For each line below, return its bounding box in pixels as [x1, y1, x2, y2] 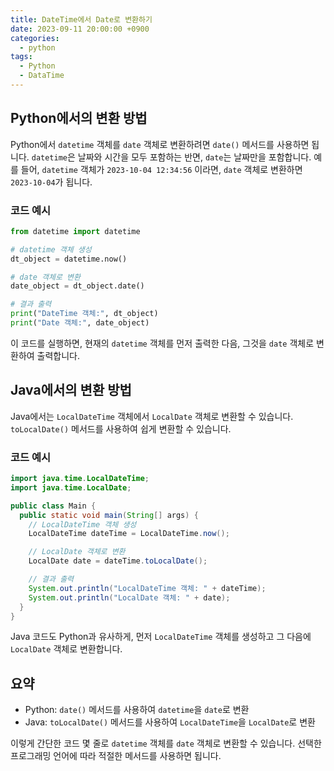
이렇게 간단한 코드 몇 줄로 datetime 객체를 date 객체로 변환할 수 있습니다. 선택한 [10, 737, 322, 750]
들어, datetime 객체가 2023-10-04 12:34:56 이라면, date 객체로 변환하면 [20, 163, 303, 175]
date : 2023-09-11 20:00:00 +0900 [10, 24, 150, 34]
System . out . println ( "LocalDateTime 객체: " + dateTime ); [28, 583, 267, 593]
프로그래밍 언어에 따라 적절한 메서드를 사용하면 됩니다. [10, 750, 222, 762]
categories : [10, 33, 60, 43]
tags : [10, 52, 33, 62]
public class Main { [10, 501, 97, 511]
